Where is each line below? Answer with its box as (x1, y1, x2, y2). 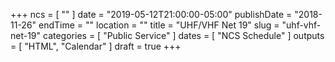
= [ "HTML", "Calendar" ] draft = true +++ (10, 40, 182, 52)
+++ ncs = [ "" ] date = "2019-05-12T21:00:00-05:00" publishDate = (10, 9, 293, 20)
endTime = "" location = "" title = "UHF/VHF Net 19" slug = (38, 19, 280, 31)
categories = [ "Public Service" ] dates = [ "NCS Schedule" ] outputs (43, 30, 325, 41)
